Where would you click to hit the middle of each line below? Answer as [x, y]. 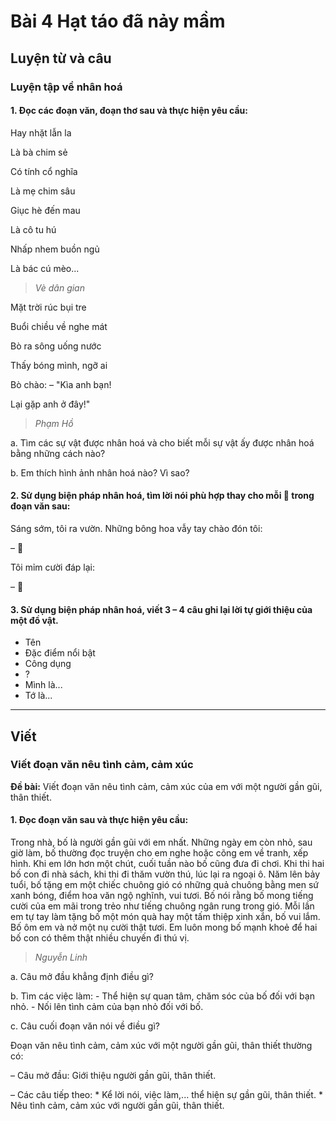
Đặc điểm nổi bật [60, 653]
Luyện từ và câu [61, 58]
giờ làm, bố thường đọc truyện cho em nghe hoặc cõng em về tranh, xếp [159, 853]
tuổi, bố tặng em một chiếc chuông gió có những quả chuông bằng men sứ [164, 884]
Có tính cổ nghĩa [44, 171]
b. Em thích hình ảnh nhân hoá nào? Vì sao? [100, 472]
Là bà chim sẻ [39, 152]
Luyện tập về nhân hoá [66, 87]
